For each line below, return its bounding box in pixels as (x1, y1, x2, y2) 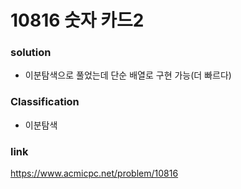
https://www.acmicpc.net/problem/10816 (10, 167, 179, 180)
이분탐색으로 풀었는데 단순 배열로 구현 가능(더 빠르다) (24, 69, 232, 81)
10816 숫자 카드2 (10, 9, 145, 32)
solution (10, 46, 52, 60)
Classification (10, 95, 80, 109)
